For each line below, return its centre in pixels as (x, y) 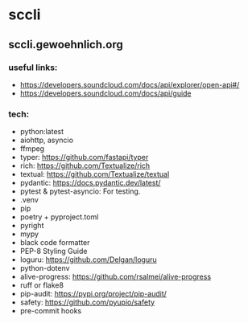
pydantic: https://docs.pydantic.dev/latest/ (90, 183)
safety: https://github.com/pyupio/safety (87, 302)
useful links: (33, 67)
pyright (32, 226)
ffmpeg (32, 149)
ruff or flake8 (42, 285)
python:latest (42, 132)
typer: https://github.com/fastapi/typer (84, 157)
